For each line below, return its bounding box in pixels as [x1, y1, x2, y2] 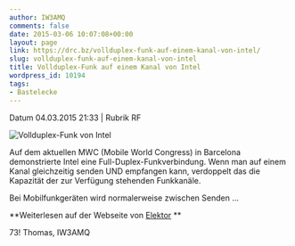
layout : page [9, 37, 58, 47]
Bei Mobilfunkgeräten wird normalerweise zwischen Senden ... [9, 193, 239, 203]
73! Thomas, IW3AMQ [9, 226, 91, 237]
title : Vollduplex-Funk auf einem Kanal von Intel [9, 63, 201, 72]
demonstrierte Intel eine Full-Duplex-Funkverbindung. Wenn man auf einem [9, 156, 287, 167]
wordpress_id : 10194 [9, 71, 86, 80]
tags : [9, 79, 29, 88]
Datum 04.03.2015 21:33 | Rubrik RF [9, 112, 142, 123]
